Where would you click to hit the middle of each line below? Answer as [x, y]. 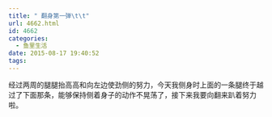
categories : [28, 38]
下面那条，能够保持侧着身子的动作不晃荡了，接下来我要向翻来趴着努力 [139, 94]
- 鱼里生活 [32, 46]
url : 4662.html [34, 23]
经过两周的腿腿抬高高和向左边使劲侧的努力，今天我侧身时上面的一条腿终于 [132, 85]
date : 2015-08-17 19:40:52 [54, 53]
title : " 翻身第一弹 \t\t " [49, 16]
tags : [17, 61]
